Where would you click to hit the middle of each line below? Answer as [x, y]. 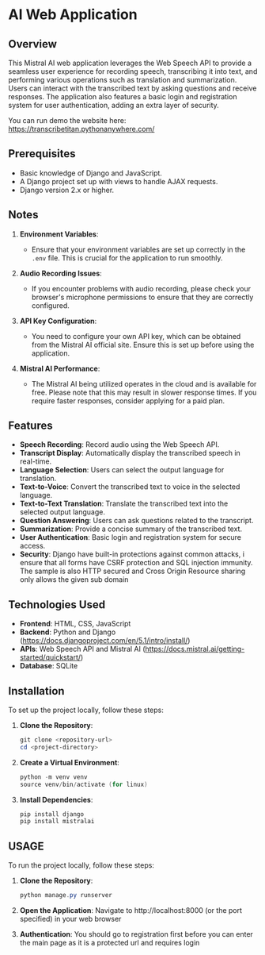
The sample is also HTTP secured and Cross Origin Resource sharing [132, 571]
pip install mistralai [57, 822]
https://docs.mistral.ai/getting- [195, 649]
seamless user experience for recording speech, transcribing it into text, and [133, 71]
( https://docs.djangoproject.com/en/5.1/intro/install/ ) [105, 641]
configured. [50, 305]
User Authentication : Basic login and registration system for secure [131, 537]
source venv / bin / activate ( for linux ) [83, 784]
